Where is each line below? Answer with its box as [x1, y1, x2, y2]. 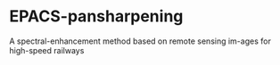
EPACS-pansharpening [9, 6, 184, 27]
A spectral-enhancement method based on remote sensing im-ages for [9, 36, 272, 46]
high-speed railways [9, 45, 85, 55]
